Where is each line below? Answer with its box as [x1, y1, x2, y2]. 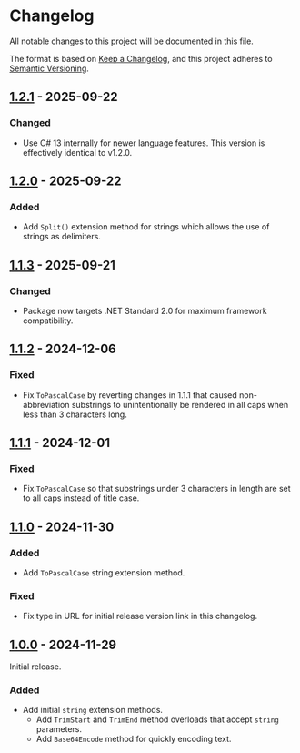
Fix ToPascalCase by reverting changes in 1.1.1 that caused [22, 389, 238, 401]
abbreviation [22, 399, 70, 410]
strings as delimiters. [22, 231, 102, 242]
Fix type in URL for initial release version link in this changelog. [22, 611, 257, 622]
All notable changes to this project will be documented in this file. [9, 36, 255, 46]
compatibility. [22, 315, 74, 326]
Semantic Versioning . [9, 63, 89, 74]
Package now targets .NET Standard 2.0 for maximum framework [22, 306, 267, 316]
